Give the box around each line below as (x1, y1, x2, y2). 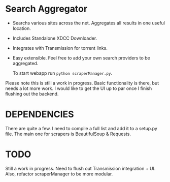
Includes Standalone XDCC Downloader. (12, 35, 97, 41)
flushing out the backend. (5, 90, 59, 97)
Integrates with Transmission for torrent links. (12, 45, 108, 51)
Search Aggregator (5, 3, 88, 15)
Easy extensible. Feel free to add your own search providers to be (12, 54, 151, 61)
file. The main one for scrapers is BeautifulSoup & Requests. (5, 131, 131, 137)
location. (12, 25, 31, 31)
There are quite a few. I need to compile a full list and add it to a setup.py (5, 125, 157, 131)
